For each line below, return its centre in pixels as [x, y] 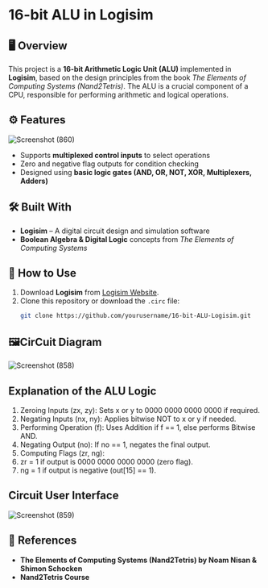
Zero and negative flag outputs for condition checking [109, 164]
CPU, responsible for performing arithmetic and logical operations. [119, 95]
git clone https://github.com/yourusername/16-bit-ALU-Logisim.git [135, 316]
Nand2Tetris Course [55, 577]
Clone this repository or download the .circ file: [100, 301]
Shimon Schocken [51, 568]
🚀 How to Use [42, 273]
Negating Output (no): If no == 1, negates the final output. [115, 444]
